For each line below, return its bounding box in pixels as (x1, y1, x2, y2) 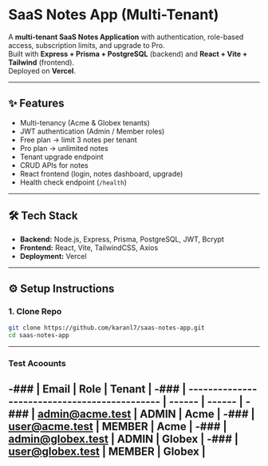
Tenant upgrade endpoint (19, 152, 104, 161)
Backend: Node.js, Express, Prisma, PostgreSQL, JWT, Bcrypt (19, 234, 225, 244)
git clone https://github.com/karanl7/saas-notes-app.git (8, 324, 205, 333)
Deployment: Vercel (19, 251, 87, 261)
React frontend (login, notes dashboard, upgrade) (19, 169, 183, 178)
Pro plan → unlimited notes (19, 143, 109, 153)
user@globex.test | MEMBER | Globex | (8, 445, 206, 459)
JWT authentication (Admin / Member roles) (19, 126, 165, 136)
